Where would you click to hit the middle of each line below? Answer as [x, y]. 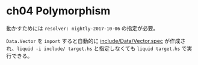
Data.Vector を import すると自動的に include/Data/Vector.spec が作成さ [96, 41]
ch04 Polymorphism [58, 11]
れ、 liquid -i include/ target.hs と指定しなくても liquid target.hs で [97, 48]
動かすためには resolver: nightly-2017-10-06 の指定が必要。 [82, 28]
